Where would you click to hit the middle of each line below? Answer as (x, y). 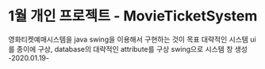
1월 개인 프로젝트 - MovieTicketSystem (133, 16)
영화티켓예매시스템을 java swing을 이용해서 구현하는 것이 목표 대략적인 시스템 (128, 39)
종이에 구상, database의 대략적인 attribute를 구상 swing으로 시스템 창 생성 (132, 49)
